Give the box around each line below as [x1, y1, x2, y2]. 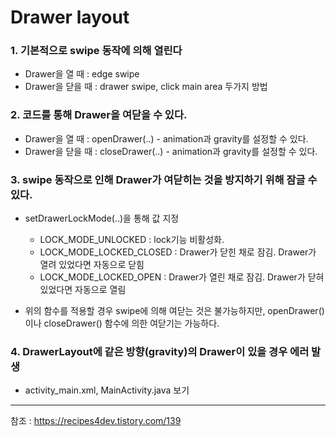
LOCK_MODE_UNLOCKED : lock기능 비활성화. [39, 234, 225, 246]
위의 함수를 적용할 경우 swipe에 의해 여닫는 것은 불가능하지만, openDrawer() [24, 305, 325, 317]
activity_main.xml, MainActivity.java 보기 [24, 384, 190, 396]
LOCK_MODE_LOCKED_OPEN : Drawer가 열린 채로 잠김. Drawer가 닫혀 [39, 271, 325, 283]
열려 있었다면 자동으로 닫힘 [39, 259, 145, 271]
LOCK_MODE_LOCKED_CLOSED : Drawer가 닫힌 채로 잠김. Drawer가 [39, 246, 317, 258]
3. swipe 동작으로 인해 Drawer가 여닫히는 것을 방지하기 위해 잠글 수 [10, 172, 318, 186]
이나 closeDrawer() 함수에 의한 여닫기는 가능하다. [24, 317, 220, 330]
